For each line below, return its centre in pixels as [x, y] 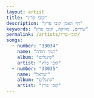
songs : [15, 40]
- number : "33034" [35, 46]
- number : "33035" [35, 68]
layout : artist [25, 12]
